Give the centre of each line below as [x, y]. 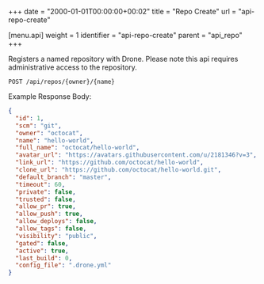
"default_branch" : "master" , [63, 177]
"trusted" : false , [46, 199]
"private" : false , [46, 192]
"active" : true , [42, 251]
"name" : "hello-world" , [54, 140]
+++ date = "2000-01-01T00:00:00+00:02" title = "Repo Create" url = [122, 11]
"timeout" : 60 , [40, 184]
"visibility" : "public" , [56, 236]
